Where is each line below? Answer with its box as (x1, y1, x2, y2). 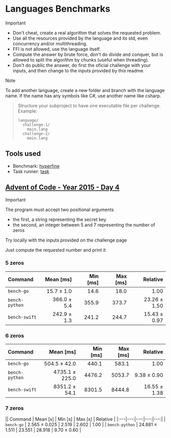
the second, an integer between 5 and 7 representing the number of (12, 222, 155, 228)
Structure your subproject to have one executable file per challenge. (17, 102, 161, 108)
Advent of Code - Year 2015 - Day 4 (5, 183, 120, 192)
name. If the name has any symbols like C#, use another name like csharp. (5, 93, 161, 99)
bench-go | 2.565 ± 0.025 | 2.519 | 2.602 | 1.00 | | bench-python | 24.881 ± (5, 422, 157, 428)
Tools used (5, 150, 41, 158)
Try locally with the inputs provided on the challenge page (5, 237, 127, 243)
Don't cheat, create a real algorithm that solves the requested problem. (12, 30, 162, 36)
